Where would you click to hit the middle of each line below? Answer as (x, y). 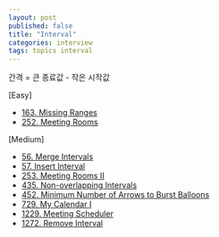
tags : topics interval (51, 51)
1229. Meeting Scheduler (67, 214)
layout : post (33, 17)
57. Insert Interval (53, 166)
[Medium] (26, 140)
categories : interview (51, 42)
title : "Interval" (42, 34)
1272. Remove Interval (62, 224)
